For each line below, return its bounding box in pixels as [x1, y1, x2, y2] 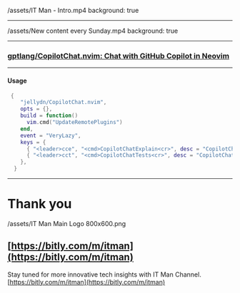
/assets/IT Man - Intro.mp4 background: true [7, 6, 139, 14]
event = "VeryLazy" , [20, 132, 81, 139]
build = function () [20, 112, 79, 120]
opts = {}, [20, 106, 53, 113]
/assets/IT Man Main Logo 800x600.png [7, 219, 126, 227]
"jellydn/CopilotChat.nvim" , [20, 99, 107, 106]
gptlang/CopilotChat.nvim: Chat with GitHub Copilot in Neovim [7, 51, 230, 61]
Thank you [7, 196, 72, 212]
